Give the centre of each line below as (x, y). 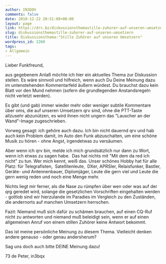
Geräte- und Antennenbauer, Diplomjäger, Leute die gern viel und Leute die (82, 171)
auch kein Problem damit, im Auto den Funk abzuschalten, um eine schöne (81, 136)
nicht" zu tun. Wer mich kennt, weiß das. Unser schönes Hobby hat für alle (81, 161)
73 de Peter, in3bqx (25, 256)
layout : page (19, 23)
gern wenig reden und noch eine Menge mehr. (52, 177)
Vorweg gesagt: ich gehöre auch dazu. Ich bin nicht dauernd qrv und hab (80, 130)
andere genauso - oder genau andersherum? (51, 237)
